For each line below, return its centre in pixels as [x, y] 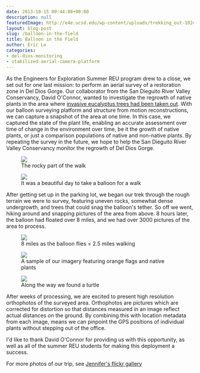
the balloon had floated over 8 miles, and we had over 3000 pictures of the [98, 220]
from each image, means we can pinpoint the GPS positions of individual [95, 321]
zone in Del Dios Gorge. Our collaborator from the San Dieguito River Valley [98, 91]
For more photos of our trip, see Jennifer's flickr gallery [74, 363]
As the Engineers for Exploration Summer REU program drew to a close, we [99, 79]
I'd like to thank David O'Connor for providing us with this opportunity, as [96, 339]
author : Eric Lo [26, 45]
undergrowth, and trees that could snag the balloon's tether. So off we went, [100, 207]
